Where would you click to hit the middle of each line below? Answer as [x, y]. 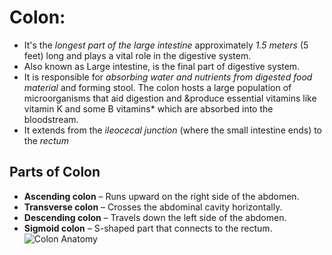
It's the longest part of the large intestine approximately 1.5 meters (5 [166, 45]
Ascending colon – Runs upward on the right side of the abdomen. [161, 196]
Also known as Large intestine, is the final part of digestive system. [162, 66]
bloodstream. [51, 119]
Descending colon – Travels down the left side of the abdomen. [155, 217]
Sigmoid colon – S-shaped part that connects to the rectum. [148, 228]
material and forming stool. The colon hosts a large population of [157, 87]
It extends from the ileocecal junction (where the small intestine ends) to [173, 130]
